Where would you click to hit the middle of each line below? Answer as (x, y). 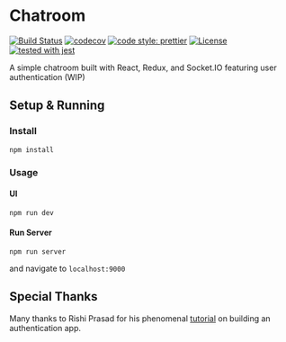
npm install (31, 149)
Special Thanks (54, 297)
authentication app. (45, 328)
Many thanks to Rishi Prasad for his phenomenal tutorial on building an (140, 318)
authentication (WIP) (47, 76)
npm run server (38, 252)
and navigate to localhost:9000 (67, 268)
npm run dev (31, 212)
